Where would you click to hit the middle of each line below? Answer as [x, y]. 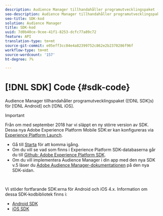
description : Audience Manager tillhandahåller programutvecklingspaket [80, 9]
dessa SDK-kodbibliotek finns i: [36, 194]
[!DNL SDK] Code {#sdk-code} [67, 87]
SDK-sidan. [23, 170]
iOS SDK [21, 209]
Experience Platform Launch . [34, 135]
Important [15, 116]
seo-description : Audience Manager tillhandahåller [58, 14]
